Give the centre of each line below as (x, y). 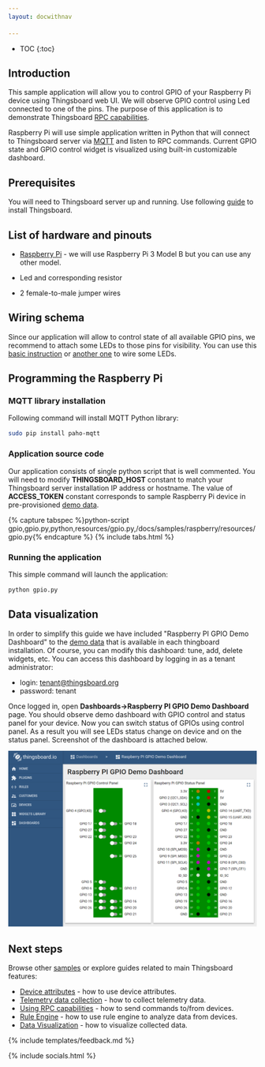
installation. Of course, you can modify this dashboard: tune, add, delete (125, 650)
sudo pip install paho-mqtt (54, 434)
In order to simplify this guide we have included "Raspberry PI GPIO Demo (129, 633)
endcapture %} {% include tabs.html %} (109, 536)
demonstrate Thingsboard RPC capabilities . (79, 118)
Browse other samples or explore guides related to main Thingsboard (121, 968)
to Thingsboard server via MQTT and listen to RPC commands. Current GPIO (132, 141)
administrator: (31, 667)
